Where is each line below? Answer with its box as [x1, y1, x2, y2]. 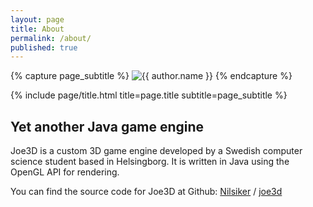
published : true [10, 42, 78, 53]
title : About [10, 24, 65, 34]
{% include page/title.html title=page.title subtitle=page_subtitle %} [10, 89, 288, 101]
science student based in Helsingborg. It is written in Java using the [10, 156, 290, 168]
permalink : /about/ [10, 33, 92, 43]
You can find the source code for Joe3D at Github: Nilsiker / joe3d [10, 186, 283, 198]
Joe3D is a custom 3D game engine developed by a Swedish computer [10, 145, 303, 157]
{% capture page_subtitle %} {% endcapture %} [10, 70, 293, 82]
